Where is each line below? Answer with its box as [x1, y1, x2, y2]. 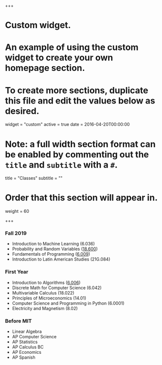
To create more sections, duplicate [5, 85, 148, 96]
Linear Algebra [12, 329, 42, 334]
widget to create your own [5, 52, 113, 63]
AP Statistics [12, 339, 38, 345]
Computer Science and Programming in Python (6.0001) [12, 300, 125, 306]
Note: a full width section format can [5, 139, 156, 150]
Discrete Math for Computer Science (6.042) [12, 285, 102, 291]
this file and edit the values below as [5, 95, 156, 106]
